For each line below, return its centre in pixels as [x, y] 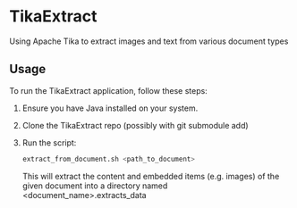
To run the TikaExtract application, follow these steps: [108, 90]
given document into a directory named [95, 186]
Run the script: [49, 142]
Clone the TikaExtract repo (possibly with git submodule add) [135, 125]
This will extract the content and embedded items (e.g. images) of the [151, 176]
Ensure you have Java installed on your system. [110, 108]
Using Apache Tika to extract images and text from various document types [149, 41]
